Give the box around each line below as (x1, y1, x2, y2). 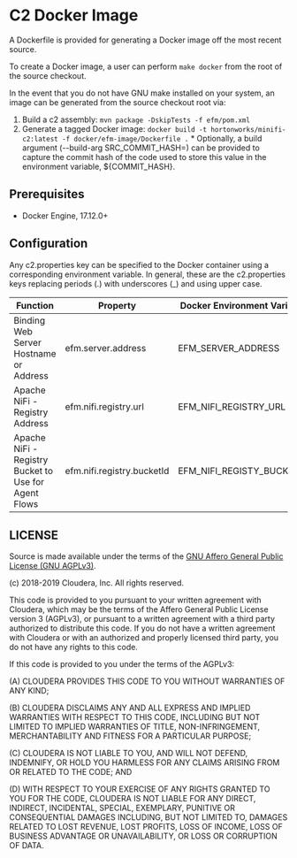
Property (97, 299, 137, 311)
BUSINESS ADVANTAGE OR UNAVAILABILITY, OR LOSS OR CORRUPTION (9, 831, 278, 841)
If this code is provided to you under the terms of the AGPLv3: (9, 659, 235, 670)
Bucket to (13, 464, 54, 477)
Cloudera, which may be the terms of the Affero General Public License (9, 604, 269, 615)
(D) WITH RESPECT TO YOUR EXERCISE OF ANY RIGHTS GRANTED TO (9, 784, 270, 794)
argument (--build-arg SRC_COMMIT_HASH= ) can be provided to (21, 142, 261, 153)
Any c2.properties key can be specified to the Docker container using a (9, 259, 270, 270)
